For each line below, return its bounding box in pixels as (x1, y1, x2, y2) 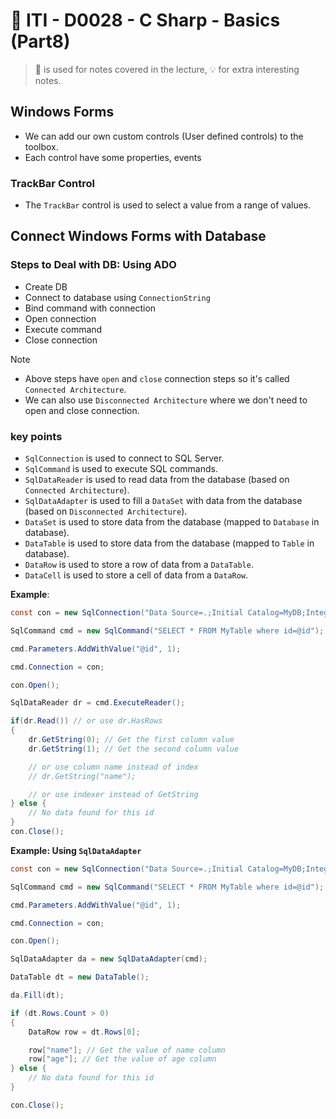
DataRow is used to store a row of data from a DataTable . (24, 559, 254, 571)
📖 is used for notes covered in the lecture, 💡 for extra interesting (34, 63, 300, 75)
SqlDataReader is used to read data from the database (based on (24, 474, 290, 486)
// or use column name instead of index (28, 762, 199, 772)
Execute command (24, 323, 103, 335)
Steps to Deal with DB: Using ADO (10, 258, 177, 272)
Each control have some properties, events (24, 151, 202, 163)
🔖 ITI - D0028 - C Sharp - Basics (10, 9, 281, 32)
